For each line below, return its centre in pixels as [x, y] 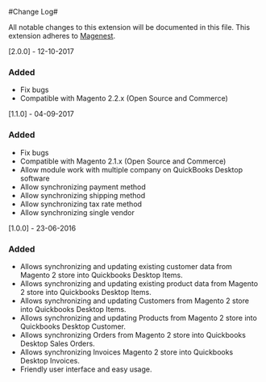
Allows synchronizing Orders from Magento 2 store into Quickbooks [133, 334]
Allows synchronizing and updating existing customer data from [126, 266]
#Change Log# [33, 12]
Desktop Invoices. [50, 360]
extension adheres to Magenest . [62, 36]
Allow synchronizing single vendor [77, 212]
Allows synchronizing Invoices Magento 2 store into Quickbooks [127, 352]
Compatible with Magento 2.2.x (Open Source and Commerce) [124, 98]
